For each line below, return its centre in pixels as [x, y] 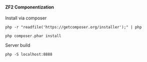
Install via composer [26, 18]
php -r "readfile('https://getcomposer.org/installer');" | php [73, 27]
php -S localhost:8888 [29, 54]
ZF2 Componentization [29, 7]
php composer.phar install [33, 36]
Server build [18, 45]
